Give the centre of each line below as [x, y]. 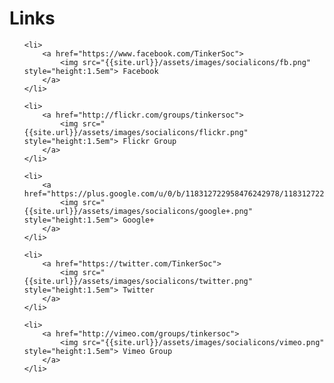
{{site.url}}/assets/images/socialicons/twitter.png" [138, 281]
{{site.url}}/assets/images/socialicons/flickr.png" [136, 132]
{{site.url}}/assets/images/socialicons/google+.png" [138, 211]
